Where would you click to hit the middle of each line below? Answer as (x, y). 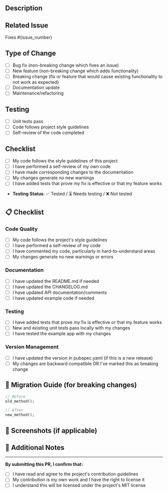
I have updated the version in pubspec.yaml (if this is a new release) (82, 358)
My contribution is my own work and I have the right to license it (78, 480)
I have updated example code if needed (53, 298)
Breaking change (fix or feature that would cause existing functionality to (87, 77)
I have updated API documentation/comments (60, 292)
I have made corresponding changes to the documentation (73, 172)
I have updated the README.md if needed (55, 281)
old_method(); (20, 401)
